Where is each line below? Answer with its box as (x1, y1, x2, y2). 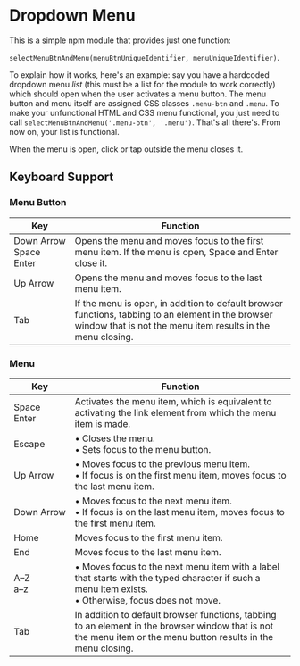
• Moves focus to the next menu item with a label (74, 560, 279, 572)
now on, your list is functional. (9, 126, 120, 137)
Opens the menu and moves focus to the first (74, 234, 264, 246)
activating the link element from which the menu (74, 406, 277, 419)
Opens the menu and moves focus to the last (74, 271, 262, 284)
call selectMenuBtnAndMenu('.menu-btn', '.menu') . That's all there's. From (9, 117, 281, 128)
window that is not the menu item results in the (74, 319, 271, 331)
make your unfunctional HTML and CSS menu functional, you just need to (9, 107, 280, 118)
